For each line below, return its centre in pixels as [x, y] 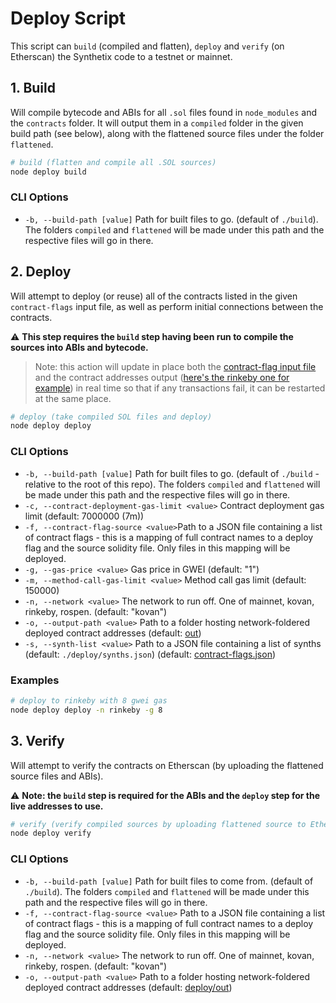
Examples [35, 680]
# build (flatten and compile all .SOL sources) [113, 162]
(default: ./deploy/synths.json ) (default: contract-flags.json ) [150, 654]
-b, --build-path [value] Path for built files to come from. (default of [169, 881]
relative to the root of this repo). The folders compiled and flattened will [172, 484]
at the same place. [73, 398]
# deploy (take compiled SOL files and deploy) [111, 417]
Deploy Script [68, 18]
